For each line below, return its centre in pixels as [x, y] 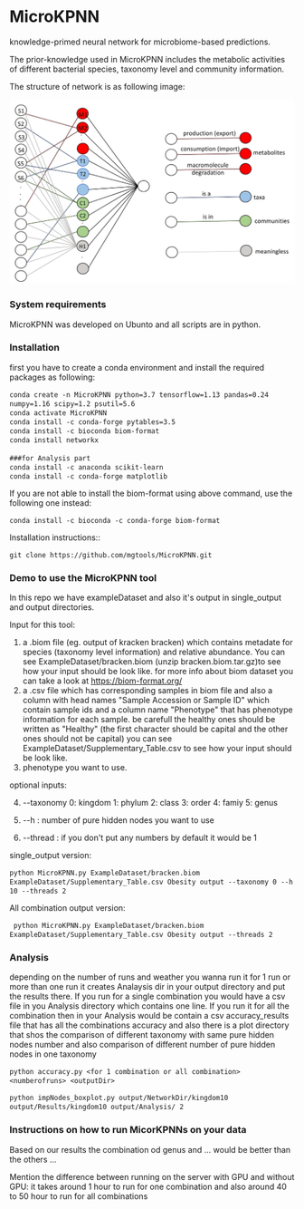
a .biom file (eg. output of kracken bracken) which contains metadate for [158, 643]
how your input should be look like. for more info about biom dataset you [158, 672]
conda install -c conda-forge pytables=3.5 [93, 422]
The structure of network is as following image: [97, 86]
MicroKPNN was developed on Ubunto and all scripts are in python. [135, 324]
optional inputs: [38, 785]
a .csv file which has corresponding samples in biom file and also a [147, 691]
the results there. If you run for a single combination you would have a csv [147, 996]
